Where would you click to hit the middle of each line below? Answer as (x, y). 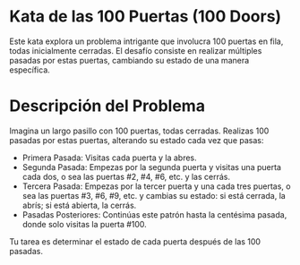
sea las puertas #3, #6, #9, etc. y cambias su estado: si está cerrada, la (154, 195)
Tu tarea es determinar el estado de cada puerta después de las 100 (135, 241)
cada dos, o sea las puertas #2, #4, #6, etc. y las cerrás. (126, 176)
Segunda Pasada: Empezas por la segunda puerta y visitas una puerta (152, 167)
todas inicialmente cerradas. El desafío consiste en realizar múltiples (136, 50)
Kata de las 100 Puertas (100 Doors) (146, 17)
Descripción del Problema (107, 106)
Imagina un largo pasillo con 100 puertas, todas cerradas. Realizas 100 (139, 131)
